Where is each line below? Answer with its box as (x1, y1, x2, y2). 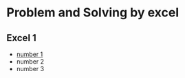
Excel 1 (6, 32, 37, 44)
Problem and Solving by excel (6, 5, 179, 21)
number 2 (16, 57, 45, 66)
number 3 (16, 65, 45, 73)
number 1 (16, 50, 43, 58)
